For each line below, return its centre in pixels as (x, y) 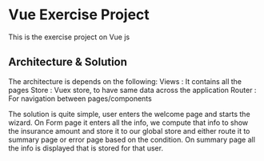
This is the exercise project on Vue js (69, 37)
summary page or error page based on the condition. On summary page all (132, 139)
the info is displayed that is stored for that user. (86, 148)
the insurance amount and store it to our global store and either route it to (129, 131)
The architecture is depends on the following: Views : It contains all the (125, 81)
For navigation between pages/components (80, 99)
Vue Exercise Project (79, 15)
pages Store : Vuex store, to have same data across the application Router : (132, 90)
